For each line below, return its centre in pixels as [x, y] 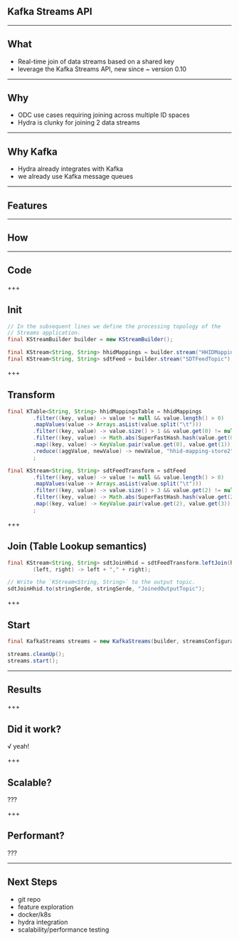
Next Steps [32, 882]
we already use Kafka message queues [75, 177]
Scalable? [30, 783]
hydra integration [43, 922]
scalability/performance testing [63, 930]
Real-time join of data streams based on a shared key [96, 61]
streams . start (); [33, 661]
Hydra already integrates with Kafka [70, 169]
